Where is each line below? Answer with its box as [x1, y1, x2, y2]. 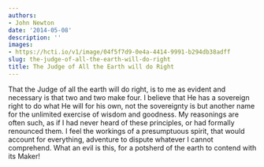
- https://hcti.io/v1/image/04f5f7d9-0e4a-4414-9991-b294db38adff [8, 48, 231, 56]
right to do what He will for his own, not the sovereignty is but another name [8, 101, 255, 110]
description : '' [8, 33, 61, 42]
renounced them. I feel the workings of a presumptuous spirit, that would [8, 126, 245, 135]
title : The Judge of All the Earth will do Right [8, 63, 175, 71]
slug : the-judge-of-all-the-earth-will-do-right [8, 56, 171, 64]
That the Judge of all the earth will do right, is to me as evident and [8, 84, 226, 94]
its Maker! [8, 151, 41, 161]
